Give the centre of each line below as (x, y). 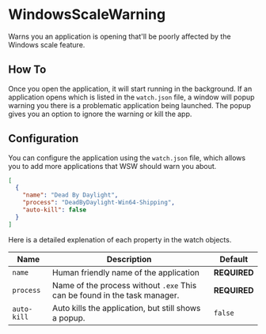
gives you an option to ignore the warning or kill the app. (100, 114)
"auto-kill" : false (55, 210)
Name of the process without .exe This (125, 285)
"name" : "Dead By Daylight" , (70, 195)
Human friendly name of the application (126, 272)
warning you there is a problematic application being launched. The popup (130, 105)
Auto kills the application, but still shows (127, 308)
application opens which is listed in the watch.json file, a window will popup (131, 97)
